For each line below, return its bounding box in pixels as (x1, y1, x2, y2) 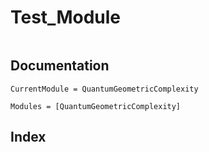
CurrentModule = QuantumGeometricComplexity (10, 84, 199, 94)
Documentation (10, 57, 110, 75)
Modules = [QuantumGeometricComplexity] (10, 101, 182, 111)
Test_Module (10, 6, 121, 29)
